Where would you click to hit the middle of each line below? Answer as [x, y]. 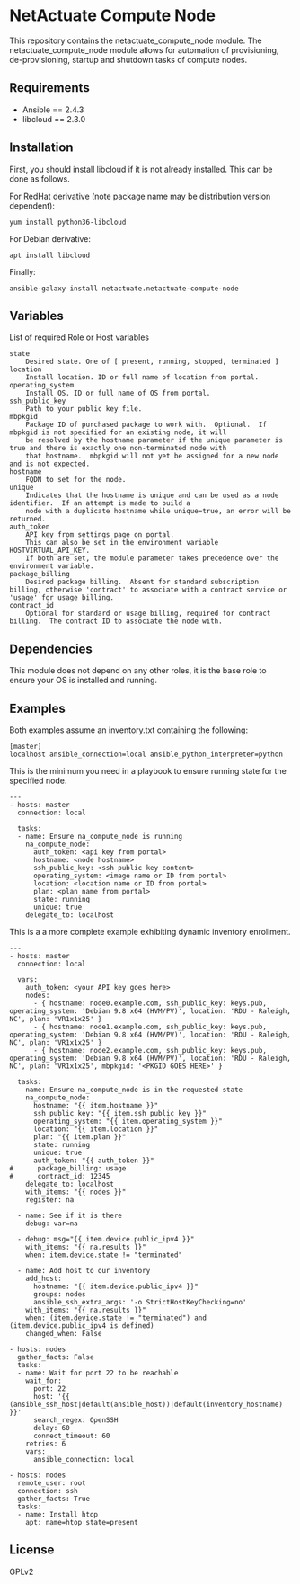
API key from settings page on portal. [100, 535]
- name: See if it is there [70, 1215]
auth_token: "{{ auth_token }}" [93, 1161]
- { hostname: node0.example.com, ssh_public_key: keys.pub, [150, 1003]
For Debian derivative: [50, 238]
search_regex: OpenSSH [75, 1420]
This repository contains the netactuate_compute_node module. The [136, 40]
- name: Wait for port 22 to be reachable [98, 1373]
